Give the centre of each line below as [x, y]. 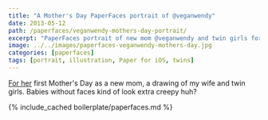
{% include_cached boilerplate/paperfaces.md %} [91, 107]
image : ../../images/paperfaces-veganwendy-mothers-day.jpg [110, 46]
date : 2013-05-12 [37, 23]
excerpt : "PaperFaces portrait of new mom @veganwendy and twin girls [128, 38]
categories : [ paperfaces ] [51, 53]
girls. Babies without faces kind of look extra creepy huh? [102, 91]
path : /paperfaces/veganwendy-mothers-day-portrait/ [98, 30]
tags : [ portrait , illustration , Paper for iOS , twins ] [101, 61]
